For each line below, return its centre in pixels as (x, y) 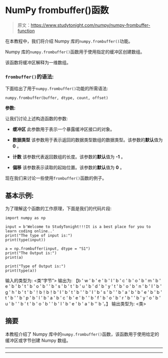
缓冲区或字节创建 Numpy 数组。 (38, 340)
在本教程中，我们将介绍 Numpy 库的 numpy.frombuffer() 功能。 (69, 41)
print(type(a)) (21, 271)
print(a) (14, 258)
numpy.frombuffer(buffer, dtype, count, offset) (57, 98)
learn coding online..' (30, 231)
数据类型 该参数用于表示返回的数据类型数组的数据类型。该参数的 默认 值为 (87, 140)
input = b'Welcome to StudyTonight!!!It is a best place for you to (78, 227)
